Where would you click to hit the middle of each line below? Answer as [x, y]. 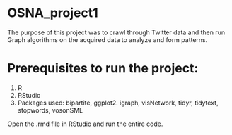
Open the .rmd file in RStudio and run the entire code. [85, 124]
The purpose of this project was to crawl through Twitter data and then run [116, 32]
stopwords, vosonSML [50, 110]
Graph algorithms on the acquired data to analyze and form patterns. [108, 39]
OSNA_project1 [53, 13]
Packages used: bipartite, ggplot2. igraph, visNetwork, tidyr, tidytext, [118, 103]
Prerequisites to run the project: [103, 69]
